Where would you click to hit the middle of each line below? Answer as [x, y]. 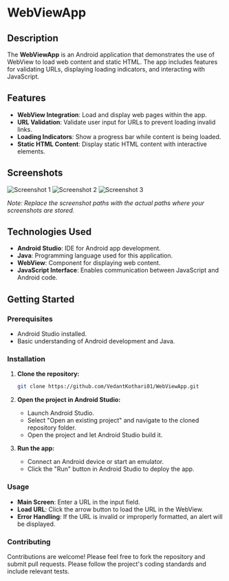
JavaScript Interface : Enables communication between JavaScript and [118, 271]
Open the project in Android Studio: [69, 400]
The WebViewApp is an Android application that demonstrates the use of [111, 54]
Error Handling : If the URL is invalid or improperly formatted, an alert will [120, 516]
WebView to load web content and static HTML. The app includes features [112, 62]
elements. [31, 151]
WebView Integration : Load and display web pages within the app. [112, 114]
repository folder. [52, 427]
